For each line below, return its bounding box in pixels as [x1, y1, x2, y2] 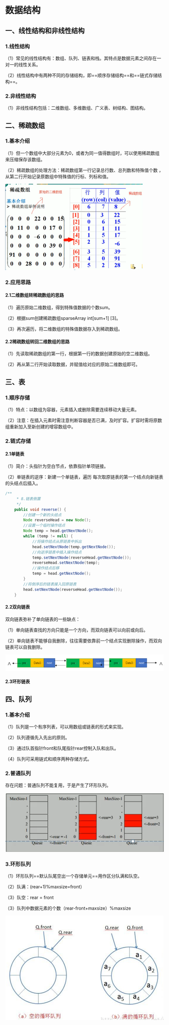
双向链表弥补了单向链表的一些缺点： [5, 616, 80, 622]
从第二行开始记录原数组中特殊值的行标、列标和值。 [5, 173, 111, 180]
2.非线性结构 [5, 92, 36, 99]
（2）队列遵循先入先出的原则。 [5, 735, 70, 741]
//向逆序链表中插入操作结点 [32, 549, 82, 554]
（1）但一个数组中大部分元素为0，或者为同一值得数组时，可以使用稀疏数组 [5, 150, 160, 156]
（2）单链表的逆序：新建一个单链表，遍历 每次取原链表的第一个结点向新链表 [5, 474, 163, 480]
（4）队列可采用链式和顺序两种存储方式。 [5, 756, 92, 762]
